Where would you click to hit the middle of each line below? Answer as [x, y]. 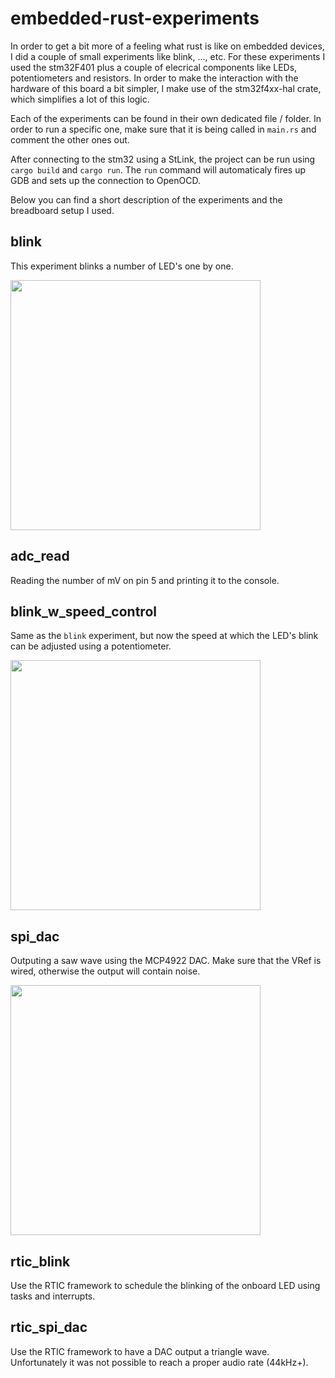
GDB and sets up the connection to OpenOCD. [105, 180]
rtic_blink [40, 1261]
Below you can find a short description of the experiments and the [146, 199]
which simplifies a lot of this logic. [80, 99]
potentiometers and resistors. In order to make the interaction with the [154, 78]
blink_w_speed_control [83, 611]
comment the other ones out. [70, 139]
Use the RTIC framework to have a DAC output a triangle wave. [140, 1351]
